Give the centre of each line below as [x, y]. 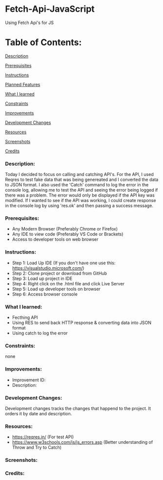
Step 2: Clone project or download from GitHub [60, 273]
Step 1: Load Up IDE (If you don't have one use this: [64, 263]
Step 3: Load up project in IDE [42, 278]
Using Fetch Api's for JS [30, 23]
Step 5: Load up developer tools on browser [56, 289]
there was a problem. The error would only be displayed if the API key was [80, 195]
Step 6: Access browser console [45, 294]
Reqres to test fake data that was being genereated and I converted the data [82, 179]
